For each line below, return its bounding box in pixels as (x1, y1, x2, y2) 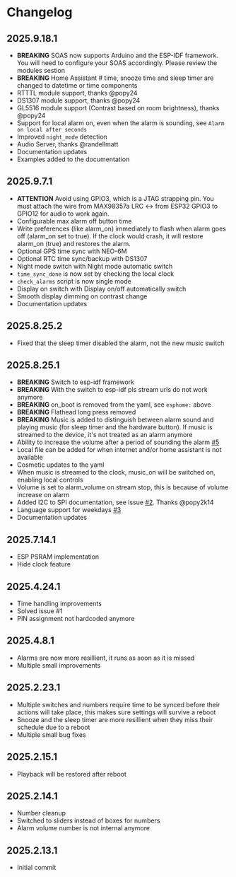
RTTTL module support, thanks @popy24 (16, 89, 138, 97)
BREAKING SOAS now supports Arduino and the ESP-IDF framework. (16, 51, 219, 59)
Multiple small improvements (16, 661, 101, 669)
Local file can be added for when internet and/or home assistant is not (16, 446, 222, 454)
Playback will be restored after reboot (16, 769, 126, 778)
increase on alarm (16, 491, 70, 499)
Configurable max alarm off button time (16, 216, 132, 225)
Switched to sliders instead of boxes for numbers (16, 816, 160, 825)
